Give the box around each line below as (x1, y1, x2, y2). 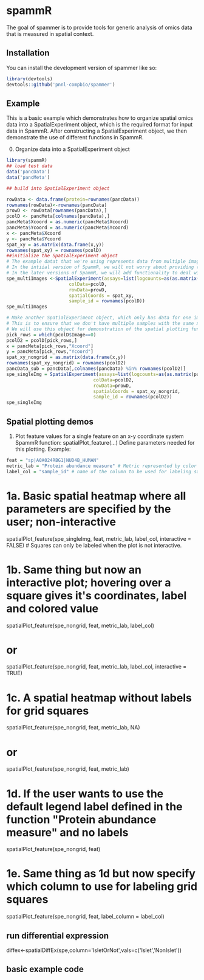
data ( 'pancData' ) (6, 169, 50, 175)
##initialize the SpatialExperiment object (6, 253, 118, 259)
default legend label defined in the (6, 799, 183, 813)
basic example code (6, 964, 84, 975)
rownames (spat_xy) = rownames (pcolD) (6, 247, 102, 253)
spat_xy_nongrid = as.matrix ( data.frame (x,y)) (6, 354, 126, 361)
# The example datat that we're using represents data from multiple (6, 259, 186, 265)
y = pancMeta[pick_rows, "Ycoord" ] (6, 349, 94, 355)
